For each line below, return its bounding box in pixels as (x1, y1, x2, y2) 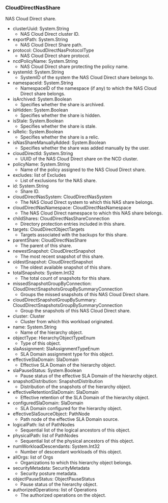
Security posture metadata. (20, 470, 78, 476)
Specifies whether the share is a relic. (20, 134, 100, 140)
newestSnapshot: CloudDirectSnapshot (12, 248, 96, 254)
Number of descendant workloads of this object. (20, 449, 122, 455)
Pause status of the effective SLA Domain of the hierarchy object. (20, 373, 158, 379)
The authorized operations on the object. (20, 492, 106, 498)
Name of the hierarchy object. (20, 329, 83, 336)
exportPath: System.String (12, 36, 68, 42)
